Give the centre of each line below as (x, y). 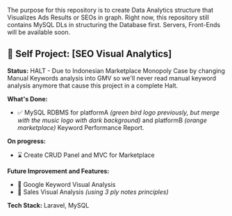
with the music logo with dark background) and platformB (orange (112, 120)
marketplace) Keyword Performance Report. (81, 127)
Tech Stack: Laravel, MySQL (48, 205)
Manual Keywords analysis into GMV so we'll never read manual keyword (112, 78)
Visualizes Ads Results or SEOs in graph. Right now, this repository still (108, 17)
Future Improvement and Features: (58, 171)
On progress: (27, 141)
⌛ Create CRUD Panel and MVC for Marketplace (86, 155)
